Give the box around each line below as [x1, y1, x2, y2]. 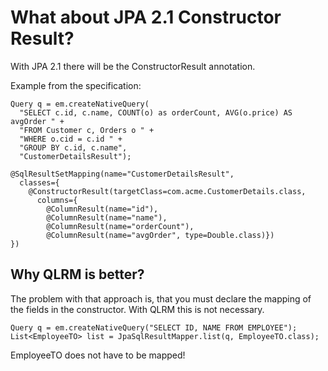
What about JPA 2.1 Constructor [10, 6, 282, 29]
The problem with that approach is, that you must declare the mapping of [10, 292, 312, 305]
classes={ [19, 177, 60, 188]
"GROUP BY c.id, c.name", [19, 142, 128, 153]
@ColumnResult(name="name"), [46, 212, 168, 223]
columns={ [36, 195, 78, 205]
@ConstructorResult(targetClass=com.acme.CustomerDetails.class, [28, 186, 307, 196]
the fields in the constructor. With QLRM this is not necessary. [10, 303, 265, 315]
